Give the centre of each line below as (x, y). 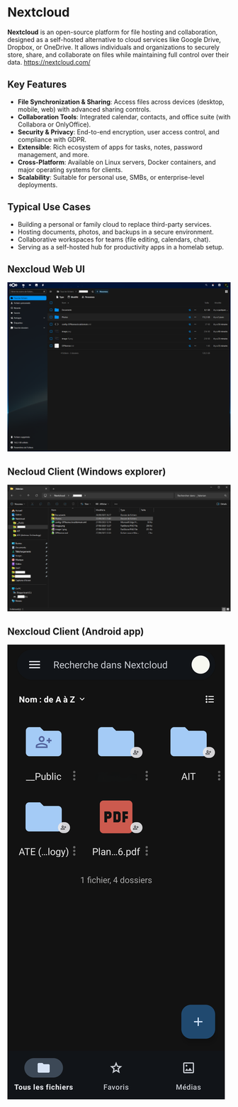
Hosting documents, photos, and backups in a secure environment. (115, 232)
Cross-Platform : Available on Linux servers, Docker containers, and (117, 162)
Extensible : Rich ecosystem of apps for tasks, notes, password (110, 147)
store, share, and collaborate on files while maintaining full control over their (118, 55)
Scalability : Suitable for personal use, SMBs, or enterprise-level (111, 177)
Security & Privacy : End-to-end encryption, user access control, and (118, 131)
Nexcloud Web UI (46, 269)
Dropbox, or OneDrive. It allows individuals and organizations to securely (113, 47)
